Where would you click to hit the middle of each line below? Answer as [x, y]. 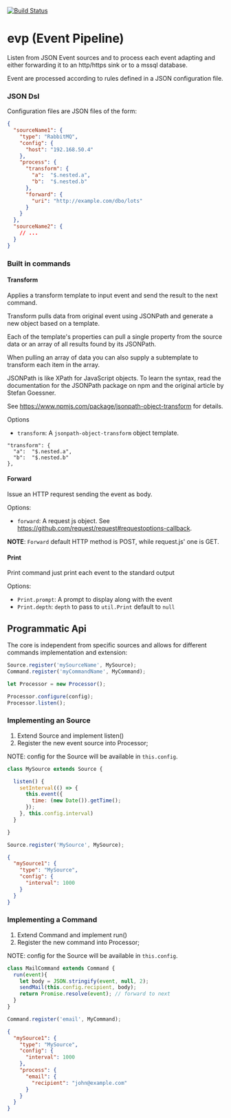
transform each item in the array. [53, 364]
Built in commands [39, 264]
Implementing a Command [52, 920]
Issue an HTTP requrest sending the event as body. [80, 494]
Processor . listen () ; [37, 703]
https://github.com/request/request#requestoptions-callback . [104, 529]
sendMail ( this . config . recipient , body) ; [78, 988]
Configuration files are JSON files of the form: [72, 111]
